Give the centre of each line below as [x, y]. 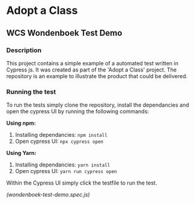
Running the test [31, 91]
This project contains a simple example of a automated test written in [92, 63]
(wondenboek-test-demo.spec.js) [48, 195]
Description [24, 50]
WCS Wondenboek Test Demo [64, 33]
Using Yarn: [21, 153]
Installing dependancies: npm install [61, 135]
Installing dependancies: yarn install [62, 165]
